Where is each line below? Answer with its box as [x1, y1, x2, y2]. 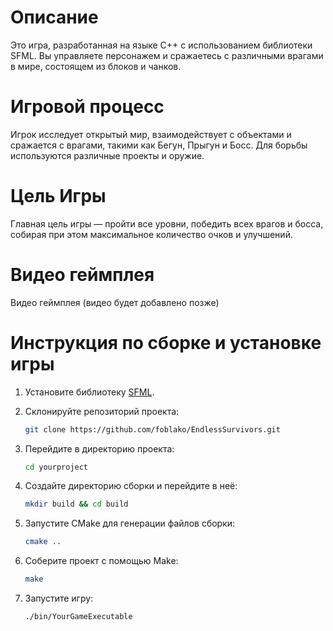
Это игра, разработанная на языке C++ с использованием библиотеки [10, 39, 313, 51]
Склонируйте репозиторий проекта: [24, 405, 180, 417]
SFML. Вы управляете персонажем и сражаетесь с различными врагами [10, 49, 324, 61]
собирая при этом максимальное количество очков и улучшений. [10, 228, 293, 240]
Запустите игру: [24, 592, 94, 605]
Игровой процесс [10, 96, 165, 118]
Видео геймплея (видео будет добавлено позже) [10, 296, 220, 308]
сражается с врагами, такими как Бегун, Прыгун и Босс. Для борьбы [10, 139, 308, 151]
